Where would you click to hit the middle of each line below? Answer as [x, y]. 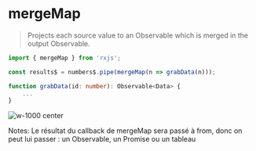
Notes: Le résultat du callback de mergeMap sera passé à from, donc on [125, 131]
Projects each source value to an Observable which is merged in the [138, 35]
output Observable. [59, 43]
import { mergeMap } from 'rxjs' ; [65, 58]
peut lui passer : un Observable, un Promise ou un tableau [102, 139]
